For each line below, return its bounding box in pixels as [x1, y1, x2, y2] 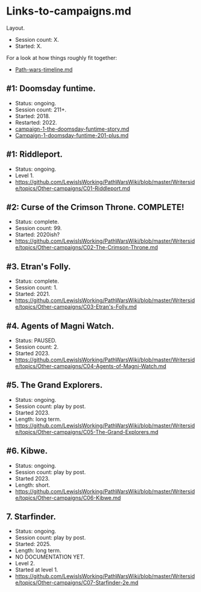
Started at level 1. [15, 566, 59, 573]
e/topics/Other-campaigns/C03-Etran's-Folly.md [15, 303, 137, 311]
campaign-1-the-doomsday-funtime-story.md [15, 125, 130, 133]
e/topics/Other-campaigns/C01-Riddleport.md [15, 185, 130, 192]
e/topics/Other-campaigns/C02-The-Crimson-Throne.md [15, 244, 159, 251]
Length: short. [15, 481, 50, 488]
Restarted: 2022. [15, 119, 58, 126]
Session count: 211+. [15, 106, 67, 113]
